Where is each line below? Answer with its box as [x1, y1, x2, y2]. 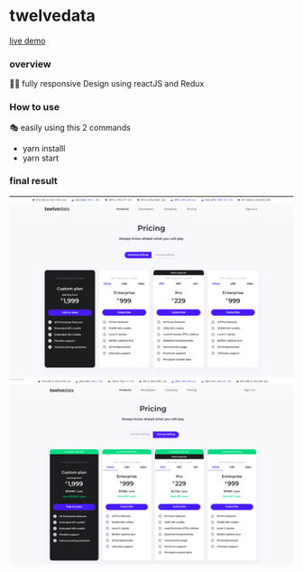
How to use [9, 101, 60, 114]
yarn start [22, 152, 60, 163]
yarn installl [22, 143, 66, 153]
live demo [9, 35, 46, 46]
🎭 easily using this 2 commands [9, 122, 131, 133]
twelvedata [9, 5, 96, 26]
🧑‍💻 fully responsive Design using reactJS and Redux [9, 78, 205, 89]
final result [9, 175, 59, 188]
